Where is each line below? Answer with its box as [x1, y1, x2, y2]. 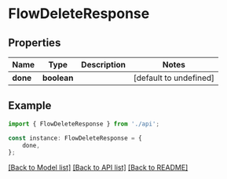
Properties [8, 36, 61, 49]
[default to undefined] [133, 72, 214, 83]
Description [81, 60, 126, 70]
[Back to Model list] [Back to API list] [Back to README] [8, 163, 189, 173]
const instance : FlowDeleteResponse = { [8, 134, 143, 142]
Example [8, 99, 52, 112]
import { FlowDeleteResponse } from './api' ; [8, 119, 159, 128]
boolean [42, 72, 74, 83]
